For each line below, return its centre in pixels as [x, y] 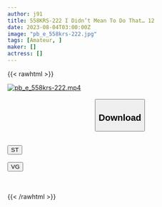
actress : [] [25, 54]
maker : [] [22, 47]
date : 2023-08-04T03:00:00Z [49, 27]
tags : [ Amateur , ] [35, 41]
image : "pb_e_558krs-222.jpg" [52, 34]
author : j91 [25, 14]
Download [120, 117]
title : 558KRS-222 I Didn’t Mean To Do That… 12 [81, 21]
